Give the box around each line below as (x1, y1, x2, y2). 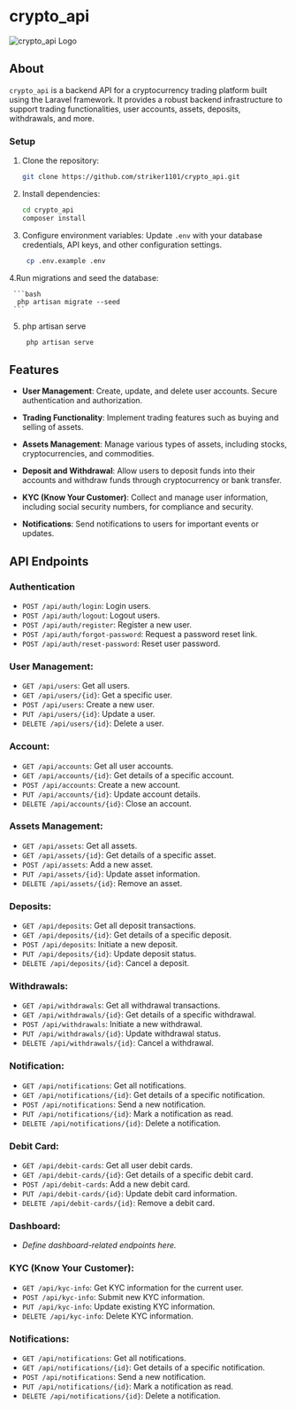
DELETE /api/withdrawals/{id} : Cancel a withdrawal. (21, 1038, 215, 1048)
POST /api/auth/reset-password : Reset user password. (21, 638, 221, 649)
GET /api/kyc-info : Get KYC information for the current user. (21, 1282, 244, 1293)
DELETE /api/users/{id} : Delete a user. (21, 718, 164, 728)
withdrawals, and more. (9, 113, 95, 123)
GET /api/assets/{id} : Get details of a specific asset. (21, 849, 216, 861)
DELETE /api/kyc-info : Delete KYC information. (21, 1310, 194, 1321)
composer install (21, 214, 87, 222)
